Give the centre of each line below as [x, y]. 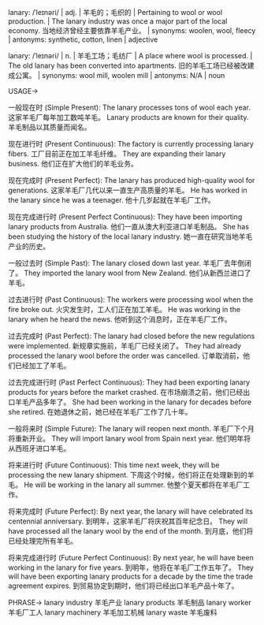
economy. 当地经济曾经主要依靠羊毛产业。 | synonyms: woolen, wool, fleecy [132, 30]
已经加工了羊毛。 [43, 365]
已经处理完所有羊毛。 [43, 541]
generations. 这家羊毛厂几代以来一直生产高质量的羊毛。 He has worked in [128, 190]
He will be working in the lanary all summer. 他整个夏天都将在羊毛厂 [133, 485]
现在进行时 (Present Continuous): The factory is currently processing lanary [131, 144]
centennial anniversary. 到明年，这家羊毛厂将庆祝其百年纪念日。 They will [128, 521]
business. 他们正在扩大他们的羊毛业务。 [73, 164]
